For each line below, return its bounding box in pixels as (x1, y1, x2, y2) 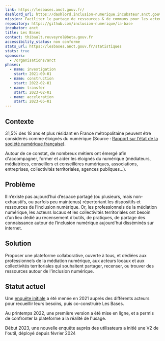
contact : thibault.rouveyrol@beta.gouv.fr (5, 35, 93, 40)
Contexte (5, 117, 34, 126)
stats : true (5, 48, 29, 53)
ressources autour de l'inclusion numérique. (5, 268, 94, 274)
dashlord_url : (5, 12, 34, 17)
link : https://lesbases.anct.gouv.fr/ (5, 7, 84, 12)
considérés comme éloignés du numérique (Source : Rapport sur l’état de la (5, 135, 158, 141)
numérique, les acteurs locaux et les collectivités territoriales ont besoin (5, 209, 151, 215)
